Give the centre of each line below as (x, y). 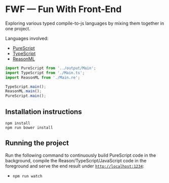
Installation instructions (44, 112)
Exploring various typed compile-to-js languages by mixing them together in (85, 23)
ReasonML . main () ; (24, 91)
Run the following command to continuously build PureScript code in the (81, 155)
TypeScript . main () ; (26, 87)
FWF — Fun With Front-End (64, 9)
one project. (18, 28)
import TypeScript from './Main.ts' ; (45, 73)
